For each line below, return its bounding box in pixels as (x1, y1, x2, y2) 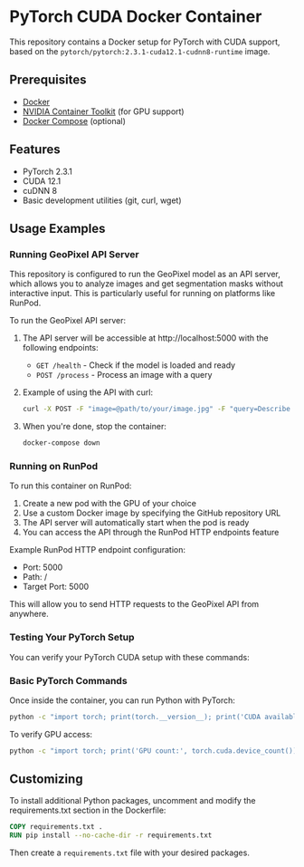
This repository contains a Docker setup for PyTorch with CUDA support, (9, 36, 280, 47)
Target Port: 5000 (22, 582, 90, 592)
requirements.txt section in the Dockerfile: (9, 804, 166, 816)
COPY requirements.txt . (9, 823, 103, 832)
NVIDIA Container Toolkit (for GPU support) (22, 106, 185, 117)
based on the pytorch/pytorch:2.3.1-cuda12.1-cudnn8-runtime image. (9, 45, 271, 56)
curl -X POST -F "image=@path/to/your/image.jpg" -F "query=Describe (22, 405, 291, 414)
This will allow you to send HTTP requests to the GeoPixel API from (9, 599, 260, 610)
